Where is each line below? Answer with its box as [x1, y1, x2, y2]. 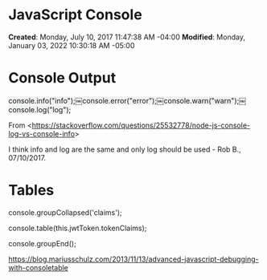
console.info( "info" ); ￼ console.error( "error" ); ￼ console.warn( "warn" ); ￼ [8, 95, 247, 105]
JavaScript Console [8, 6, 142, 24]
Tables [8, 181, 55, 200]
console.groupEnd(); [8, 238, 76, 248]
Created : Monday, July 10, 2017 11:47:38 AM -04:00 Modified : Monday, [8, 32, 245, 42]
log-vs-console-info [8, 128, 75, 138]
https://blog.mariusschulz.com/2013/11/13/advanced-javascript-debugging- [8, 254, 259, 264]
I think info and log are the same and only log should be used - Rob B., [8, 144, 241, 154]
